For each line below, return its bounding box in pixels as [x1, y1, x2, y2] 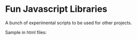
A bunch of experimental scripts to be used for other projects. [5, 20, 132, 26]
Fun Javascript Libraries [5, 3, 108, 15]
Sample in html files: [5, 29, 47, 35]
